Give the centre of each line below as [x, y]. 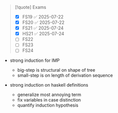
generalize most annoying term [49, 95]
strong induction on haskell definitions [49, 85]
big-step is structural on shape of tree [56, 70]
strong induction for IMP [35, 60]
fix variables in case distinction [49, 100]
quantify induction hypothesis [48, 105]
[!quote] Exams [30, 7]
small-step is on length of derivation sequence [65, 75]
